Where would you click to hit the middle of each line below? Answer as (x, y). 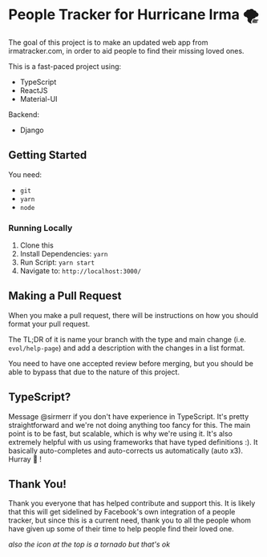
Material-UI (38, 99)
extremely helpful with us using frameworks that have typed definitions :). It (133, 442)
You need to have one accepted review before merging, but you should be (131, 363)
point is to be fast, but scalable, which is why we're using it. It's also (120, 434)
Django (32, 130)
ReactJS (34, 90)
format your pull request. (49, 324)
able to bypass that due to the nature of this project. (94, 372)
